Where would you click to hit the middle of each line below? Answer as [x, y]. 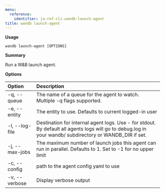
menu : [11, 10]
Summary [15, 55]
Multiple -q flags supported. [69, 101]
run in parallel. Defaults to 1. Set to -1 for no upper [95, 149]
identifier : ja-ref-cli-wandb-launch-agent [59, 19]
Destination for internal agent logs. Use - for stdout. [96, 123]
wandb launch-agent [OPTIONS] [36, 46]
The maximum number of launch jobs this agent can [96, 143]
